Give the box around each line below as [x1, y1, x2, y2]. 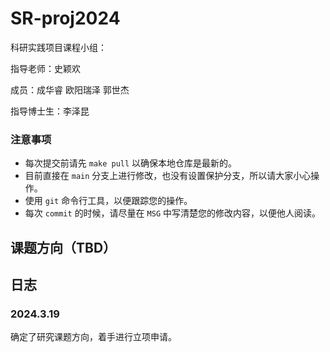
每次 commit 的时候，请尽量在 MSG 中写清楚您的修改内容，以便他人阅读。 [24, 207, 321, 219]
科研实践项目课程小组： [10, 41, 107, 53]
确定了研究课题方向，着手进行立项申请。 [10, 331, 177, 343]
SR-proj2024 [10, 7, 121, 30]
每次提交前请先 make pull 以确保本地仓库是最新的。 [24, 157, 238, 169]
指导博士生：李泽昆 [10, 105, 90, 117]
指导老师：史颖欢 [10, 62, 81, 74]
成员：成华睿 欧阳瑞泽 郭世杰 [10, 83, 130, 96]
